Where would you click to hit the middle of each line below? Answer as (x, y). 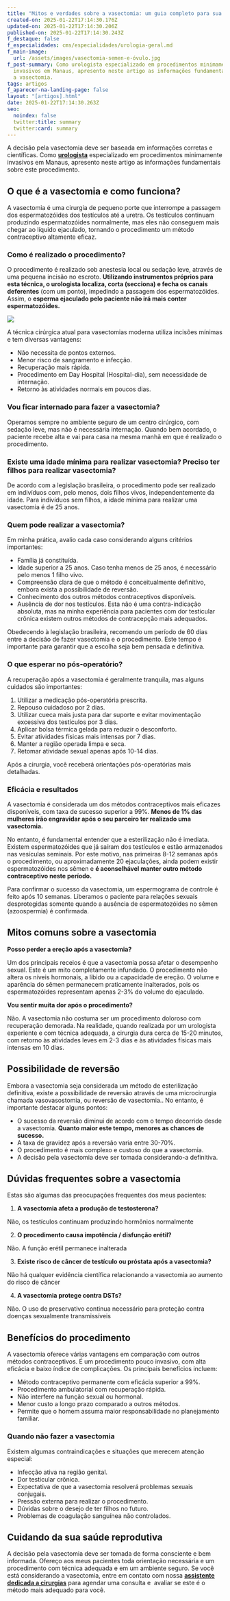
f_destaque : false (33, 39)
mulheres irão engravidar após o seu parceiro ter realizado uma (99, 819)
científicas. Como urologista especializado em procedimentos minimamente (115, 155)
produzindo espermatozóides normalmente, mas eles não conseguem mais (113, 222)
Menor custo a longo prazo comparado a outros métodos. (98, 1404)
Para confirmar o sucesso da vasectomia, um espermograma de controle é (113, 889)
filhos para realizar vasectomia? (62, 470)
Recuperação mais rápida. (54, 367)
